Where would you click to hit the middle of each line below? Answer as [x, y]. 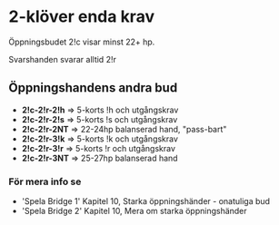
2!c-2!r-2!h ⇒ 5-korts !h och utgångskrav [100, 110]
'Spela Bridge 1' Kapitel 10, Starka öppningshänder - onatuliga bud [145, 201]
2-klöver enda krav [82, 17]
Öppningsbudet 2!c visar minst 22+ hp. [82, 42]
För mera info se [45, 181]
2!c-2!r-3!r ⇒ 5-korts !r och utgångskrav [99, 148]
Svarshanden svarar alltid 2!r [63, 59]
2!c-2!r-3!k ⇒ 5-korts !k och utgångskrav [100, 139]
